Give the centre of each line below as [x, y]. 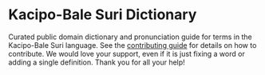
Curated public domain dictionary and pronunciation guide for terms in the [131, 37]
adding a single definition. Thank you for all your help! [97, 62]
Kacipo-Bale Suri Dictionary [103, 15]
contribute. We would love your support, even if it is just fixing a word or [127, 53]
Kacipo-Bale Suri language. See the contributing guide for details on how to [132, 45]
